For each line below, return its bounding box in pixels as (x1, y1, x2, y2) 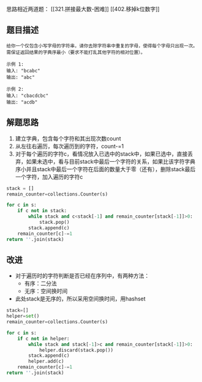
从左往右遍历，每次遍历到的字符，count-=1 (15, 142, 124, 150)
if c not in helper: (17, 335, 70, 342)
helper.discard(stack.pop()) (39, 347, 114, 353)
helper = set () (6, 313, 40, 319)
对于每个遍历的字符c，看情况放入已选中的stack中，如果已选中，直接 (15, 150, 188, 158)
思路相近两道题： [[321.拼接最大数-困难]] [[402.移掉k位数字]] (6, 6, 160, 12)
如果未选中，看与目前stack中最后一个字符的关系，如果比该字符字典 (26, 158, 196, 165)
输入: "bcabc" (6, 67, 41, 74)
